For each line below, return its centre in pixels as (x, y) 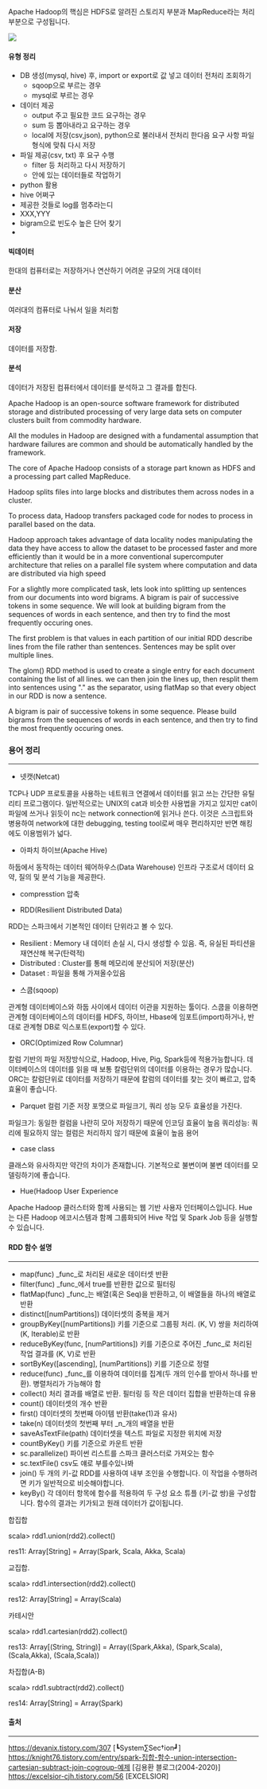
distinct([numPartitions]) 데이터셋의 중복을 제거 (95, 1314)
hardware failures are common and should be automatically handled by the (131, 444)
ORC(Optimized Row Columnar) (72, 1043)
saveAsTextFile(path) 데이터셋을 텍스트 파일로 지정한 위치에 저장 (121, 1433)
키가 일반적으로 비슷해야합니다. (76, 1482)
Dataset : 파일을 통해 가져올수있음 (72, 973)
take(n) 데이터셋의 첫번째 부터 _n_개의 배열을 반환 (97, 1423)
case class (37, 1149)
